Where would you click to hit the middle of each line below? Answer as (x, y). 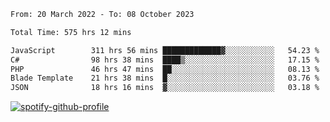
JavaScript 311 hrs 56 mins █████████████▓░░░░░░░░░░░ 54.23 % (165, 50)
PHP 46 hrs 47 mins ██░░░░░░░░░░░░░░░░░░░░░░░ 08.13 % (165, 69)
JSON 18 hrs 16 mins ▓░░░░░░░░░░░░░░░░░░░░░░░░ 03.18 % (165, 88)
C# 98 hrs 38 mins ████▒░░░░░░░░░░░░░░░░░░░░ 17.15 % (165, 60)
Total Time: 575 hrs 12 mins (71, 32)
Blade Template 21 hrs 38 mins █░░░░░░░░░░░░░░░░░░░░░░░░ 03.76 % (165, 78)
